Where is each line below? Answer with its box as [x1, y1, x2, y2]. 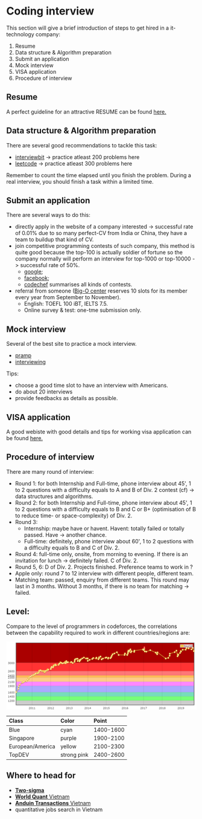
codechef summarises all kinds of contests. [24, 281, 133, 288]
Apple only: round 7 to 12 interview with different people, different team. [14, 569, 194, 577]
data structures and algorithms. [14, 493, 93, 500]
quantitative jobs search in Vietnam [14, 806, 103, 813]
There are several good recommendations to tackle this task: [6, 141, 157, 149]
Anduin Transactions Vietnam [14, 799, 91, 806]
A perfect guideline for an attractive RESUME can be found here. [6, 108, 167, 115]
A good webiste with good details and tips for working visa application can [6, 428, 192, 435]
